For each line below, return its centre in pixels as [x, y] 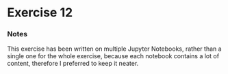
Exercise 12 [40, 13]
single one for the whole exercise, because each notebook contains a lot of [113, 56]
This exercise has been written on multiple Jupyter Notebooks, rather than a [114, 49]
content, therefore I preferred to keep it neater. [73, 64]
